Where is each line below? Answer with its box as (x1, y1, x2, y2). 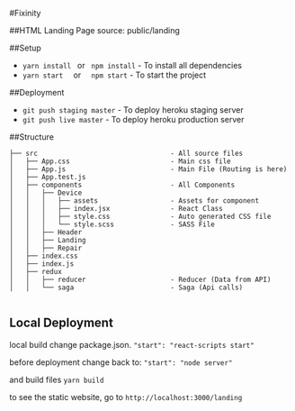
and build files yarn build (9, 374, 104, 385)
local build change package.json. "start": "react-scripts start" (9, 339, 255, 350)
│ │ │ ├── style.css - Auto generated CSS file (9, 212, 272, 221)
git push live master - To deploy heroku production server (22, 114, 245, 124)
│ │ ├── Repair (9, 243, 83, 252)
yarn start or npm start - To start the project (22, 69, 207, 80)
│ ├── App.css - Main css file (9, 157, 231, 166)
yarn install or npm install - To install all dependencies (22, 60, 243, 70)
